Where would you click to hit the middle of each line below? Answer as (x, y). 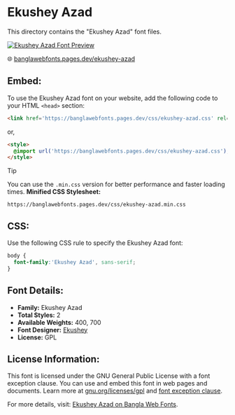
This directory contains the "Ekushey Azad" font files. (85, 31)
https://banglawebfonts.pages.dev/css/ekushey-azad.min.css (97, 205)
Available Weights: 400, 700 (59, 322)
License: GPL (37, 337)
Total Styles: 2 (39, 315)
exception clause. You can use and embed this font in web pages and (107, 384)
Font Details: (36, 291)
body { (17, 256)
